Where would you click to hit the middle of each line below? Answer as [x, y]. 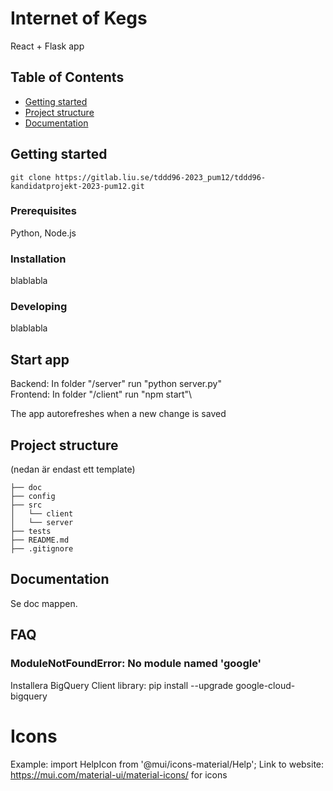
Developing [39, 307]
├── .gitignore [42, 549]
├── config [33, 497]
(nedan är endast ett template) [73, 469]
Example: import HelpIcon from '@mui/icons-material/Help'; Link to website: [167, 764]
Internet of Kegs [79, 18]
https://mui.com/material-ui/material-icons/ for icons [119, 774]
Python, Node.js [43, 233]
